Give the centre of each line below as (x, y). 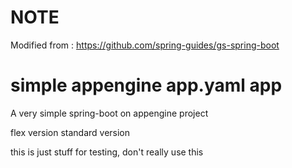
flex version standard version (70, 132)
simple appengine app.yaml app (146, 85)
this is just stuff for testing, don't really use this (107, 152)
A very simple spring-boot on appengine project (109, 113)
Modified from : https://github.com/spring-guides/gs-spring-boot (145, 45)
